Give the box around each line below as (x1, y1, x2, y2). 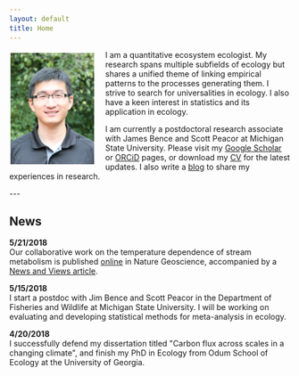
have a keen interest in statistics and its (105, 96, 250, 107)
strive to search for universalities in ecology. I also (105, 87, 290, 98)
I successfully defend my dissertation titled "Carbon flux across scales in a (9, 339, 285, 349)
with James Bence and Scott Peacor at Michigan (105, 133, 284, 143)
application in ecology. (105, 106, 189, 117)
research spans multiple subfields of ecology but (105, 59, 286, 69)
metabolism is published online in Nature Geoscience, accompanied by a (9, 257, 278, 267)
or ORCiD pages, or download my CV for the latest (105, 151, 290, 162)
